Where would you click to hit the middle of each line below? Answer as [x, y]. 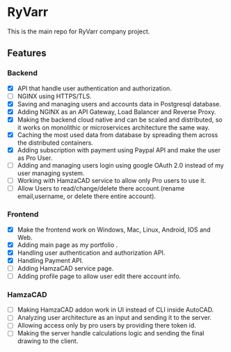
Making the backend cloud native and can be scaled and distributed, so [120, 120]
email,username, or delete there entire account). [87, 196]
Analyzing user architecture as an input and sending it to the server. [114, 318]
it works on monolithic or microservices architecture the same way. [113, 127]
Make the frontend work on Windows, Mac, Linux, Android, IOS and [114, 230]
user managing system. [51, 173]
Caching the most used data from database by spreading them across [118, 135]
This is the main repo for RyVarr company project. [79, 31]
